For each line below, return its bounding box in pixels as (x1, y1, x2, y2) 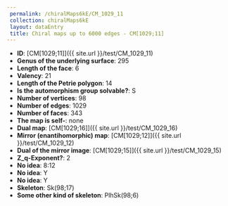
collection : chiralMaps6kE (9, 17, 89, 24)
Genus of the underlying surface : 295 (16, 57, 129, 65)
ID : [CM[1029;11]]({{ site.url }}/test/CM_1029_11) (16, 49, 153, 58)
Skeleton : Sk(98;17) (16, 184, 75, 192)
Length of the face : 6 (16, 64, 80, 72)
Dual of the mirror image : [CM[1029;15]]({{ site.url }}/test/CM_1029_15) (16, 146, 222, 155)
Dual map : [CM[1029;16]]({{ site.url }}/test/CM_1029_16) (16, 124, 178, 132)
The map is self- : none (16, 117, 84, 125)
